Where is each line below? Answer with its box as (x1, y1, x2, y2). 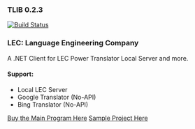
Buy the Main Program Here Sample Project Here (7, 114, 148, 122)
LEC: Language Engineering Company (7, 38, 139, 48)
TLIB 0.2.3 (7, 5, 43, 15)
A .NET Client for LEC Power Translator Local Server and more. (7, 54, 189, 62)
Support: (7, 70, 34, 78)
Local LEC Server (17, 85, 68, 93)
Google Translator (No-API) (17, 93, 96, 101)
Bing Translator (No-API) (17, 100, 89, 109)
